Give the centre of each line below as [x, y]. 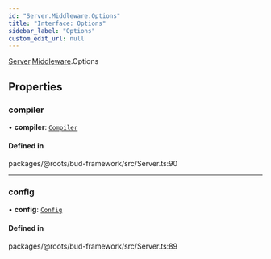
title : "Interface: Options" [57, 23]
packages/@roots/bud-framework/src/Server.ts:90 [93, 164]
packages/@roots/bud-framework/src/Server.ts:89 [93, 246]
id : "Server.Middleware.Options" [65, 16]
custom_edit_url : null [46, 38]
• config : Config [35, 210]
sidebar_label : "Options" [52, 31]
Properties [35, 87]
